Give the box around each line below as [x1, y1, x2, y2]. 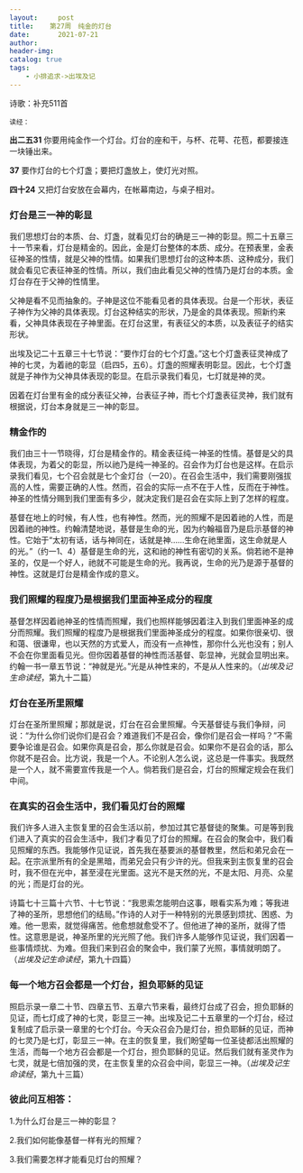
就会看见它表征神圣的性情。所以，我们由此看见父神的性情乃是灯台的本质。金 [9, 265, 294, 276]
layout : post [9, 13, 75, 23]
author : [9, 38, 39, 48]
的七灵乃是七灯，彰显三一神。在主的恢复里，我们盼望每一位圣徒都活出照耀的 [9, 1034, 294, 1046]
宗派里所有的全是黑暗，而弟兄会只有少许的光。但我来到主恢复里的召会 [32, 856, 294, 866]
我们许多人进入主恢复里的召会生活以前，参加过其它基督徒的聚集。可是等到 [9, 822, 286, 833]
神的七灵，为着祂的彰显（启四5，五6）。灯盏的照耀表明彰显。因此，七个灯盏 [9, 360, 291, 371]
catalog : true [9, 55, 63, 64]
